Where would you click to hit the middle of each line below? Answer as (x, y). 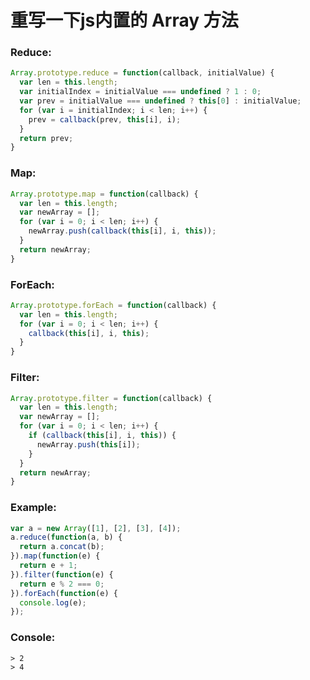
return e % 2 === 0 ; (62, 584)
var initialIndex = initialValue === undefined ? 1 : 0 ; (140, 92)
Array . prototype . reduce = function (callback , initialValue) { (142, 73)
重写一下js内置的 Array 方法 (124, 20)
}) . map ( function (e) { (55, 556)
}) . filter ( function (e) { (62, 574)
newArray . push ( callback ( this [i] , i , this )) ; (122, 231)
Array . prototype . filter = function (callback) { (111, 398)
